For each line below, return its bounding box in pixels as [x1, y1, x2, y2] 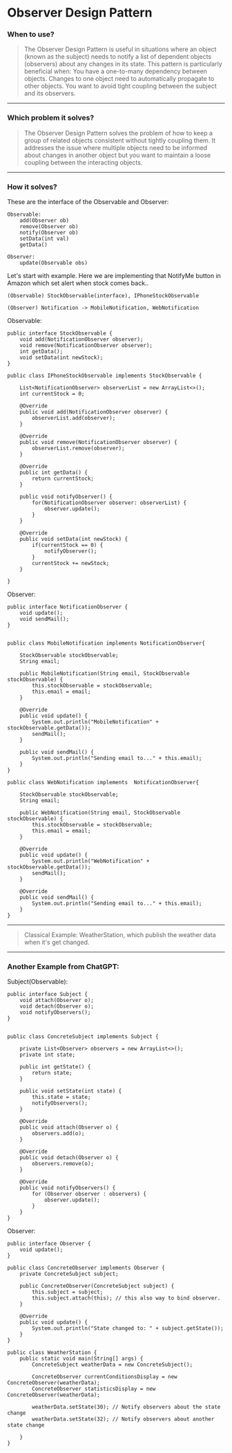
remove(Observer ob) [19, 223, 79, 230]
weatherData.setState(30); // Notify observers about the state [32, 1404, 221, 1411]
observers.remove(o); [32, 1160, 95, 1167]
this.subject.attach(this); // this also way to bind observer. [32, 1295, 221, 1302]
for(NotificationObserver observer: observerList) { [32, 499, 187, 506]
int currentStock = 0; [19, 391, 85, 398]
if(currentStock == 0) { [32, 542, 104, 549]
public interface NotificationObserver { [7, 604, 128, 611]
